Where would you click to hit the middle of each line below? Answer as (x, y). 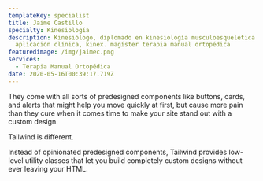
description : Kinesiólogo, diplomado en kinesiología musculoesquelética (132, 37)
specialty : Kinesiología (49, 30)
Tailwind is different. (41, 137)
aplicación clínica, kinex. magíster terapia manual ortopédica (123, 45)
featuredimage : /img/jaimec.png (61, 52)
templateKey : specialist (49, 15)
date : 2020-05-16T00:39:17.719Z (61, 74)
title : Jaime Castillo (45, 23)
